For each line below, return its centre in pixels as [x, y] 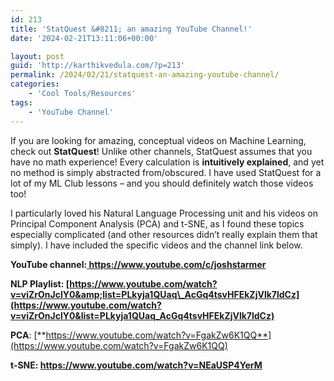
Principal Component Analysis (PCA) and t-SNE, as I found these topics [157, 223]
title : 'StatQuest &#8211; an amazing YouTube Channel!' [131, 29]
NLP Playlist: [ [40, 283]
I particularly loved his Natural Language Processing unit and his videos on [164, 213]
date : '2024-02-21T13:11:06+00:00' [84, 38]
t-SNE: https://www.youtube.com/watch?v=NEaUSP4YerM [136, 365]
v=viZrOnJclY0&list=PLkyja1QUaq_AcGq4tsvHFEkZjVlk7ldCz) [142, 315]
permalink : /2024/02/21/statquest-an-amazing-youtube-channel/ [145, 75]
